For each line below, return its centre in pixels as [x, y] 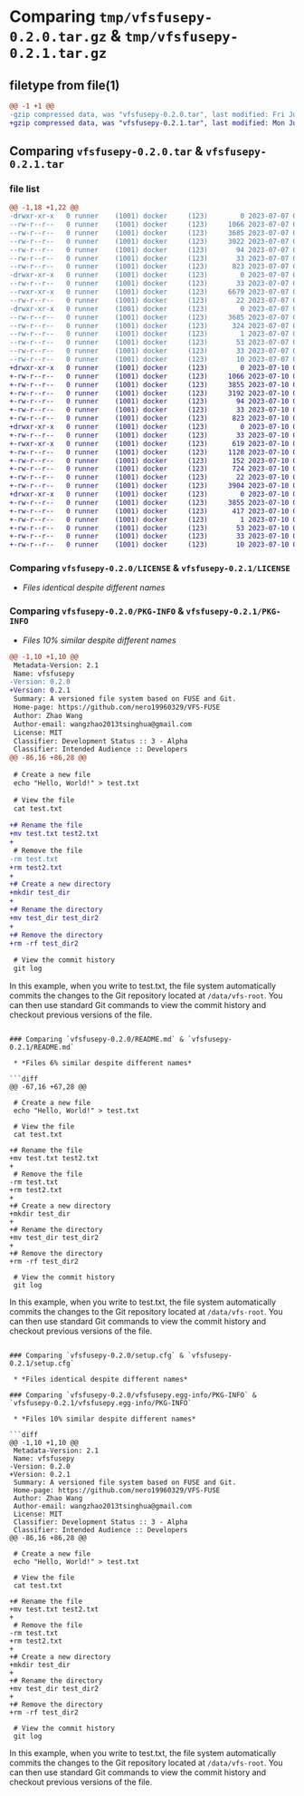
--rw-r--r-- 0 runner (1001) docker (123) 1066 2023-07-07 [149, 225]
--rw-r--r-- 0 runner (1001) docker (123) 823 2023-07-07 [149, 267]
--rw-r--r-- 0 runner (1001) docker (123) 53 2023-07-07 [149, 343]
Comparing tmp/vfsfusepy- [111, 17]
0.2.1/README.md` [42, 1048]
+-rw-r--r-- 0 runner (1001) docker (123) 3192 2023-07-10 [149, 393]
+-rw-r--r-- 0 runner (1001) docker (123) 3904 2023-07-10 [149, 486]
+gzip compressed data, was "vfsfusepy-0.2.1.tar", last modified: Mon [147, 123]
